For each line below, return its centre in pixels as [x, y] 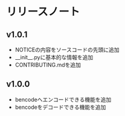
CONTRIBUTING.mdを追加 [48, 65]
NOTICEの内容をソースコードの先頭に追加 [67, 50]
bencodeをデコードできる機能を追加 [60, 107]
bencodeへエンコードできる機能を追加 [63, 99]
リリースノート [43, 12]
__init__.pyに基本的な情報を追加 [54, 57]
